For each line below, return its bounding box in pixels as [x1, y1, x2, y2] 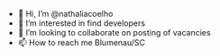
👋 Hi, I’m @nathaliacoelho [17, 9, 114, 19]
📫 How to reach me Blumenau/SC [17, 37, 146, 48]
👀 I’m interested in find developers [17, 18, 146, 28]
